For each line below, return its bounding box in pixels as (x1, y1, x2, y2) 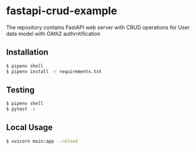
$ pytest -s (6, 106, 36, 112)
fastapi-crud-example (6, 4, 117, 18)
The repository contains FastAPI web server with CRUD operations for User (6, 24, 190, 31)
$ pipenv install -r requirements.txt (6, 68, 102, 75)
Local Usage (6, 123, 53, 133)
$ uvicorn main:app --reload (6, 138, 78, 144)
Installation (6, 47, 49, 58)
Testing (6, 85, 35, 95)
